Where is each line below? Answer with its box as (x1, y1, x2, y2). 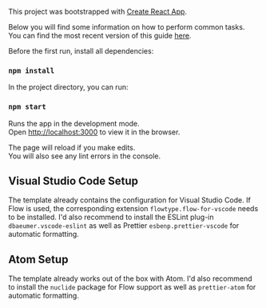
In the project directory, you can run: (8, 82, 129, 92)
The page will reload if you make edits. (8, 142, 136, 152)
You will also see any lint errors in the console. (8, 151, 161, 161)
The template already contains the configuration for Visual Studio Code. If (8, 195, 252, 205)
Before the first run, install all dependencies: (8, 46, 154, 55)
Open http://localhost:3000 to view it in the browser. (8, 127, 181, 137)
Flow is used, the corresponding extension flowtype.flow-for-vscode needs (8, 204, 259, 214)
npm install (8, 66, 55, 75)
